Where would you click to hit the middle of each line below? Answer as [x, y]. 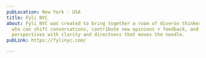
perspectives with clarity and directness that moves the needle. [98, 35]
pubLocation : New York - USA [44, 12]
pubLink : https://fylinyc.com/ [46, 40]
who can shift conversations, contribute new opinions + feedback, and [105, 29]
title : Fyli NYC [27, 18]
